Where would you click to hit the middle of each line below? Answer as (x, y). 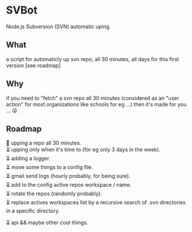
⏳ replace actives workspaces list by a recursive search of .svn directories (96, 203)
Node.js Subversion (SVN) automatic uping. (59, 26)
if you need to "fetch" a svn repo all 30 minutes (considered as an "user (93, 98)
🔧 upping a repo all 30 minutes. (44, 143)
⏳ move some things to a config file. (50, 167)
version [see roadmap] (33, 65)
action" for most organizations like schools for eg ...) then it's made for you (96, 104)
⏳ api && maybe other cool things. (47, 223)
